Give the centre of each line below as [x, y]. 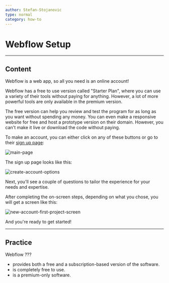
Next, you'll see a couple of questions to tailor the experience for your [78, 182]
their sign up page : [25, 143]
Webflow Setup [38, 44]
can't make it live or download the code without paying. [63, 128]
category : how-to [23, 19]
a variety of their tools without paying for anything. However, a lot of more [82, 96]
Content [18, 69]
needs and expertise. [27, 187]
